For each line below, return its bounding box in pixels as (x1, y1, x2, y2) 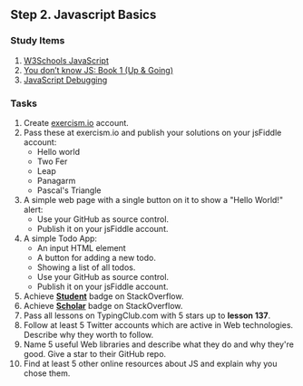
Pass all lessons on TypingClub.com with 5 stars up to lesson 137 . (23, 310, 271, 321)
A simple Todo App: (23, 233, 98, 244)
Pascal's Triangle (36, 185, 103, 196)
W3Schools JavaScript (23, 54, 110, 66)
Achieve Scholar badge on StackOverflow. (23, 300, 183, 311)
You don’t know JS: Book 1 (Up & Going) (23, 64, 173, 75)
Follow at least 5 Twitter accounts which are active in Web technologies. (23, 319, 294, 330)
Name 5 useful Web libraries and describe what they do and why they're (23, 339, 294, 350)
